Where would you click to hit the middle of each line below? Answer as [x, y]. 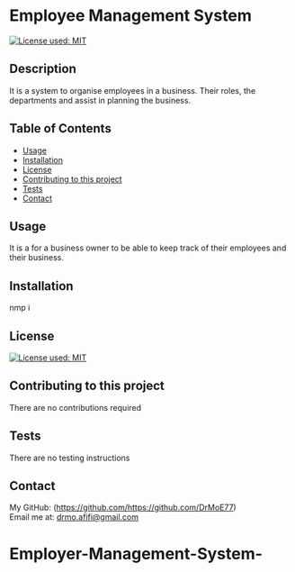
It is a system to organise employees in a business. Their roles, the [133, 90]
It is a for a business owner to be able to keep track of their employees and [148, 248]
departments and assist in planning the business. [100, 100]
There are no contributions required [76, 407]
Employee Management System [130, 16]
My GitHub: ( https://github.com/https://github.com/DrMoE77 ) [123, 508]
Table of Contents [61, 128]
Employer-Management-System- [136, 554]
